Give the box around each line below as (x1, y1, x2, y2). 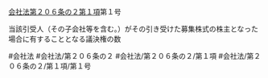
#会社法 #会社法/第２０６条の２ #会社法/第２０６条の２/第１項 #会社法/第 (8, 51, 254, 60)
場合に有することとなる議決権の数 (8, 35, 122, 43)
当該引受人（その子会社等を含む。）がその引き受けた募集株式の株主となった (8, 24, 259, 34)
